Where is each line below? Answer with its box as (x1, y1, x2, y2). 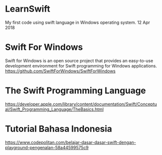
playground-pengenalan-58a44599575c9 (5, 144, 89, 150)
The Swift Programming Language (5, 85, 146, 96)
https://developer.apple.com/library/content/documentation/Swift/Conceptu (5, 101, 157, 107)
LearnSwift (5, 3, 51, 15)
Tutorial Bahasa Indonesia (5, 123, 112, 134)
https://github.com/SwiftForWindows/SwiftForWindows (5, 68, 116, 74)
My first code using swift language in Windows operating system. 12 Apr (5, 19, 150, 25)
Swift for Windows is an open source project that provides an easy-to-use (5, 57, 153, 64)
